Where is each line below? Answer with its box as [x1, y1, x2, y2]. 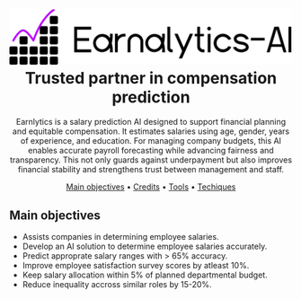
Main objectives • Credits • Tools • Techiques [66, 181, 236, 192]
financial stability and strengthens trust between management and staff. [17, 164, 285, 175]
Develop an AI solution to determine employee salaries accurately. [22, 241, 268, 252]
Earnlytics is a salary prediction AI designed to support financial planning [15, 117, 287, 128]
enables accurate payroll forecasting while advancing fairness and [28, 145, 274, 156]
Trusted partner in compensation [24, 67, 278, 88]
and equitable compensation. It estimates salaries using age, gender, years [12, 126, 290, 136]
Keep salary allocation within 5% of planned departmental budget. [22, 269, 268, 280]
